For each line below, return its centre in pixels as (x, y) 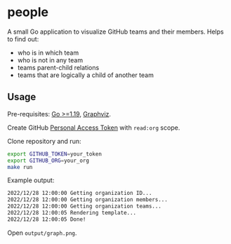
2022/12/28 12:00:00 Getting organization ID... (80, 194)
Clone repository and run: (44, 141)
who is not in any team (50, 60)
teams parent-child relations (58, 67)
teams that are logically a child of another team (86, 75)
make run (20, 167)
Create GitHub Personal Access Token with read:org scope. (94, 128)
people (28, 12)
